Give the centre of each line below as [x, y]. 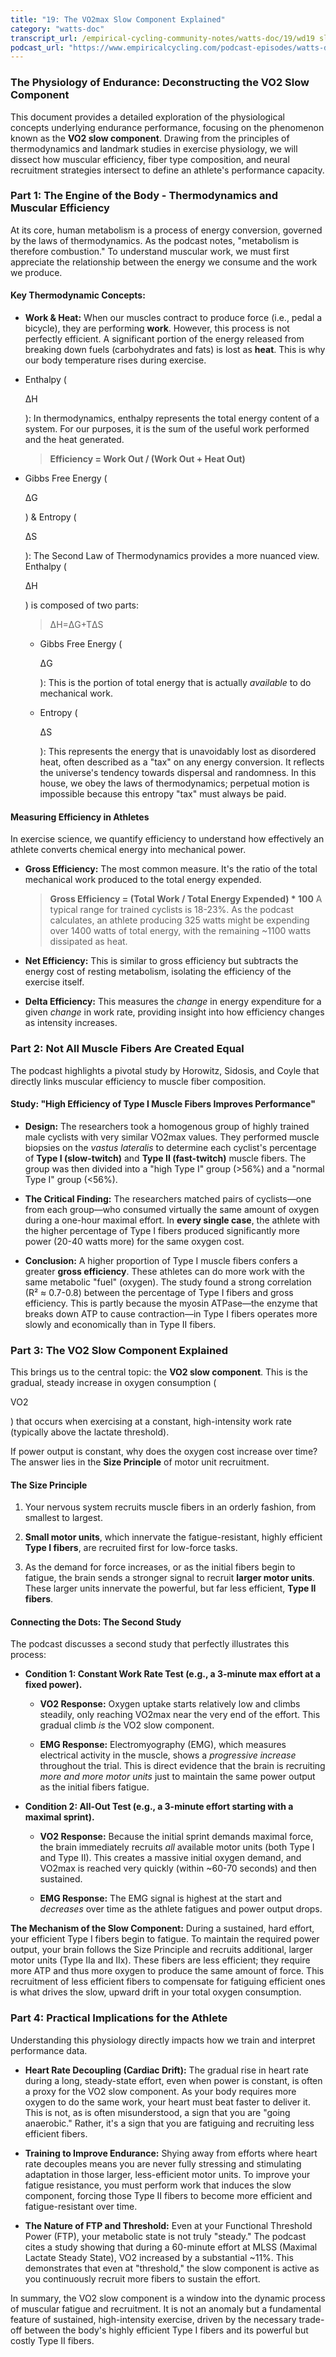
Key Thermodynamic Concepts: [78, 295]
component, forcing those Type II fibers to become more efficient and [168, 2195]
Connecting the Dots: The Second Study [96, 1622]
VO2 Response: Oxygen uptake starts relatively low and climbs [170, 1704]
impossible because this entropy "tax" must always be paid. [163, 794]
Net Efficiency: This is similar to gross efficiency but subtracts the [161, 961]
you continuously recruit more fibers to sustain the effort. [142, 2278]
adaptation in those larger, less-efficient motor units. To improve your [167, 2174]
